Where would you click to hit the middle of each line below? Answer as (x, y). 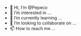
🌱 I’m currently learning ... (36, 18)
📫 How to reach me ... (32, 28)
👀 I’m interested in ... (30, 13)
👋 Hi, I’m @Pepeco (28, 8)
